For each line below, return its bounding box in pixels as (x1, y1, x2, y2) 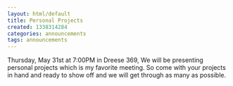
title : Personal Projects (7, 17, 83, 24)
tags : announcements (7, 37, 68, 44)
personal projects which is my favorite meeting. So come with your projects (7, 63, 227, 72)
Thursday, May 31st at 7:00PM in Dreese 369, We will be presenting (7, 56, 204, 64)
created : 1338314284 (7, 23, 68, 30)
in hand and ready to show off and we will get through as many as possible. (7, 71, 227, 80)
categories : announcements (7, 30, 87, 37)
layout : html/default (7, 10, 71, 18)
